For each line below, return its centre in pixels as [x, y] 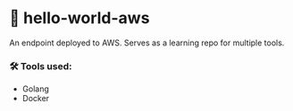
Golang [35, 89]
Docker [36, 99]
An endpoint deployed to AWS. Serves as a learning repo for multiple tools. [147, 43]
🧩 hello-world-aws [80, 18]
